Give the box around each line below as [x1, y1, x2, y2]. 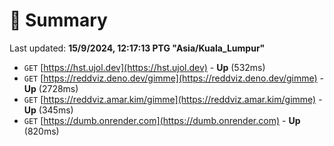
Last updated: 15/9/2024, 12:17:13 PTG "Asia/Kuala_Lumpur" [9, 42, 266, 54]
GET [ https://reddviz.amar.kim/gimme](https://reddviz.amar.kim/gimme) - [23, 93, 323, 105]
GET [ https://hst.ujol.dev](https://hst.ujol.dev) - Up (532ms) [23, 61, 266, 73]
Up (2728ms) [23, 82, 79, 94]
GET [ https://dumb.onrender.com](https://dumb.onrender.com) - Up [23, 114, 301, 126]
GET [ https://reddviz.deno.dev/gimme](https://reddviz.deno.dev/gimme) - [23, 72, 325, 84]
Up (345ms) [23, 104, 74, 116]
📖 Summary [9, 9, 108, 32]
